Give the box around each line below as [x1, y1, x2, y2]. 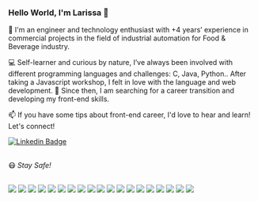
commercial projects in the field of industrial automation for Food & [8, 33, 226, 43]
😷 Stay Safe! [8, 161, 51, 170]
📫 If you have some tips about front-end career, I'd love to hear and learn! [8, 110, 251, 119]
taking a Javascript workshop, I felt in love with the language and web [8, 78, 236, 87]
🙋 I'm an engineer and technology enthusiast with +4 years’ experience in [8, 25, 249, 35]
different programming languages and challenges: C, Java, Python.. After [8, 69, 247, 78]
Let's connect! [8, 122, 55, 131]
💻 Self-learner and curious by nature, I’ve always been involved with [8, 58, 233, 67]
